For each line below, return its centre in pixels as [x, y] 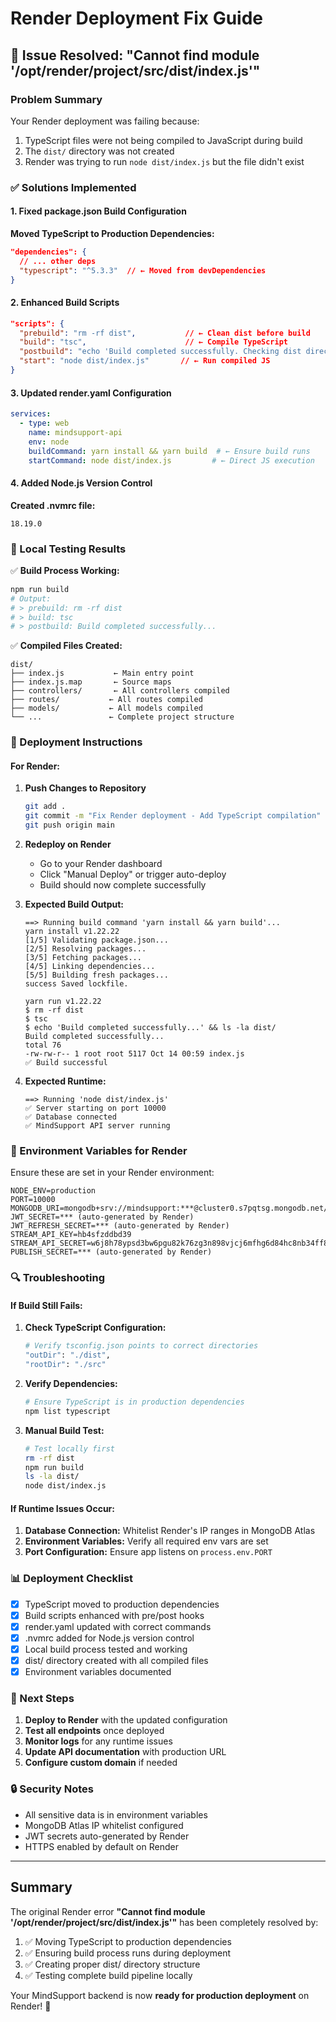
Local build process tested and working [106, 1649]
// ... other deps [58, 261]
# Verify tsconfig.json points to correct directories [141, 1346]
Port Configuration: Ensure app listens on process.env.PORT [148, 1552]
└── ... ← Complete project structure [122, 717]
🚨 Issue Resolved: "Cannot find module [135, 55]
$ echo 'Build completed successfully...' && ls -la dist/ [150, 1028]
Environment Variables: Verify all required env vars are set [146, 1541]
